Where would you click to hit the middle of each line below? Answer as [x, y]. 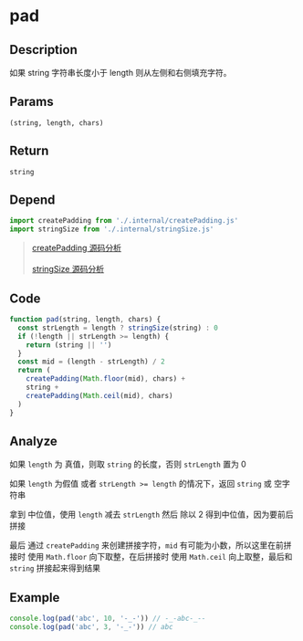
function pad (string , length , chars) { [85, 320]
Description [43, 50]
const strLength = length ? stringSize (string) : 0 [118, 328]
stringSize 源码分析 [68, 269]
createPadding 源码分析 [76, 248]
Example [35, 598]
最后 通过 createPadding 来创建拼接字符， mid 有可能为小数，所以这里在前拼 [151, 545]
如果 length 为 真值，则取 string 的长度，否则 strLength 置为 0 [128, 464]
